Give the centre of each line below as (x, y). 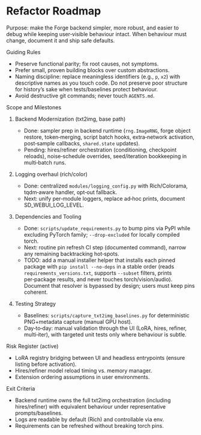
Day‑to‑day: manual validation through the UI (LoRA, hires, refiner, (105, 328)
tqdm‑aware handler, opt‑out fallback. (70, 192)
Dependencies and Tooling (48, 216)
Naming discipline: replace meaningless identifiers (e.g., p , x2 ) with (97, 76)
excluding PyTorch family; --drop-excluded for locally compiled (102, 234)
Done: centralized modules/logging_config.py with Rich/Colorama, (106, 186)
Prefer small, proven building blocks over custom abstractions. (92, 70)
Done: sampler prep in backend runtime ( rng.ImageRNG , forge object (107, 130)
